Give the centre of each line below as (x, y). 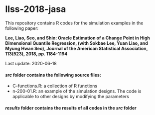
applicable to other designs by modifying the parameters (71, 97)
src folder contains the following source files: (53, 75)
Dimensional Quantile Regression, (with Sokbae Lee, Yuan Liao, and (77, 43)
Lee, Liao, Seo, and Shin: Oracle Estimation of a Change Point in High (78, 38)
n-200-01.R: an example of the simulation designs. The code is (77, 91)
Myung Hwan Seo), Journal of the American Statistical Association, (77, 48)
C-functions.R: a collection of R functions (55, 86)
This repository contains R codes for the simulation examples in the (74, 23)
